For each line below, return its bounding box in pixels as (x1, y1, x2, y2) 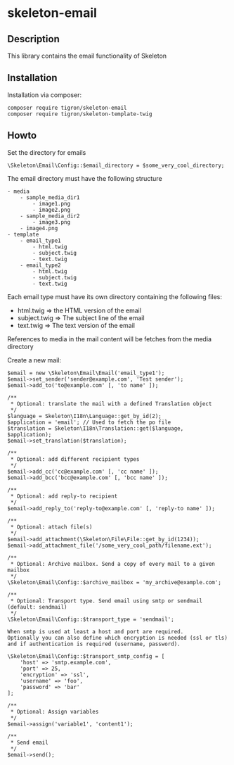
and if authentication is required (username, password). (7, 640, 181, 647)
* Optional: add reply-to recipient (10, 493, 118, 500)
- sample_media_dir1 (20, 194, 80, 201)
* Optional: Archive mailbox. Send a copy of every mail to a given (10, 560, 216, 567)
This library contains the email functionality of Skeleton (7, 51, 167, 60)
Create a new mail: (7, 355, 62, 364)
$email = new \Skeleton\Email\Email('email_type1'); (7, 369, 165, 377)
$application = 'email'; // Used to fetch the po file (7, 419, 171, 426)
